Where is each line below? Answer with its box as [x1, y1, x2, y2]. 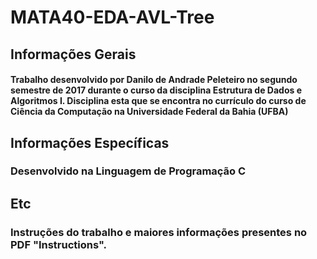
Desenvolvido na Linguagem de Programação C [10, 164, 247, 178]
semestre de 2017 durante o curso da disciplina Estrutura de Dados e [10, 84, 302, 96]
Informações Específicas [10, 134, 170, 151]
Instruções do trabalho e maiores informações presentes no [10, 225, 308, 239]
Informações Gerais [10, 46, 137, 63]
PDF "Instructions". [10, 237, 108, 251]
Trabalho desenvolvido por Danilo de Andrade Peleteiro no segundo [10, 74, 298, 86]
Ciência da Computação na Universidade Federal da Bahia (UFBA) [10, 106, 289, 118]
